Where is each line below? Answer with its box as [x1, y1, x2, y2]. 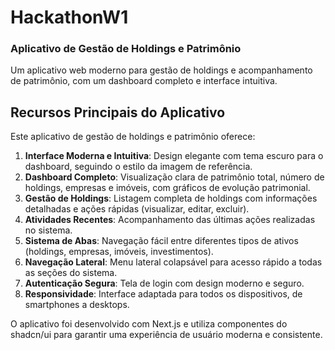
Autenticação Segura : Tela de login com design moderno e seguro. [24, 277, 305, 290]
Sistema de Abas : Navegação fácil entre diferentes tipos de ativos [24, 235, 299, 247]
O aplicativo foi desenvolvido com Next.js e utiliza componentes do [10, 318, 288, 330]
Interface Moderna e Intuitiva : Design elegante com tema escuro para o [24, 150, 324, 162]
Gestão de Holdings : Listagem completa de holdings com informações [24, 192, 318, 205]
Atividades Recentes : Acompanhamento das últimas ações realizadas [24, 214, 316, 226]
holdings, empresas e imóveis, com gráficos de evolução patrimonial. [24, 182, 311, 194]
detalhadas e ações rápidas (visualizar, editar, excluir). [24, 203, 250, 215]
